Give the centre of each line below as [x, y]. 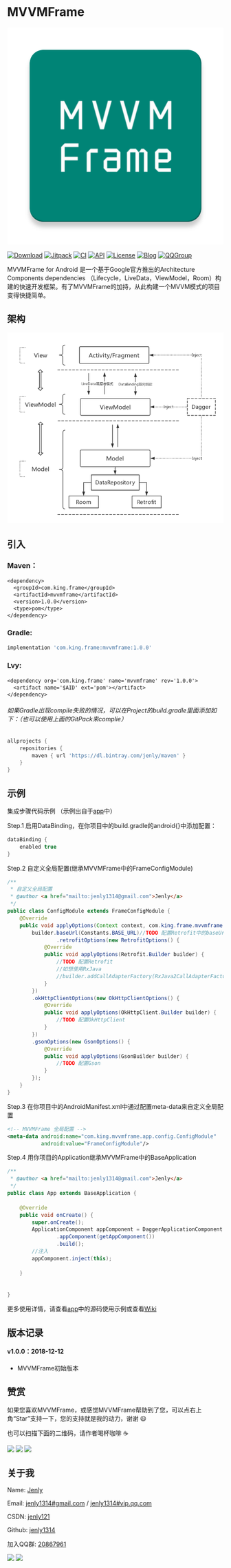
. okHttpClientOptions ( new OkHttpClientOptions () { [106, 998]
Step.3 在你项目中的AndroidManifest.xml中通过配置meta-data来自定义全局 [112, 1106]
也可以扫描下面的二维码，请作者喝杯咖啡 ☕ [68, 1433]
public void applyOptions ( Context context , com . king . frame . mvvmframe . [123, 925]
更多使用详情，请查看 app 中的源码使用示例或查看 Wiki [82, 1309]
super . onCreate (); [58, 1222]
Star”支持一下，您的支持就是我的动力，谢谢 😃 [81, 1418]
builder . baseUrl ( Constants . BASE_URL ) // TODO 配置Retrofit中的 [119, 933]
